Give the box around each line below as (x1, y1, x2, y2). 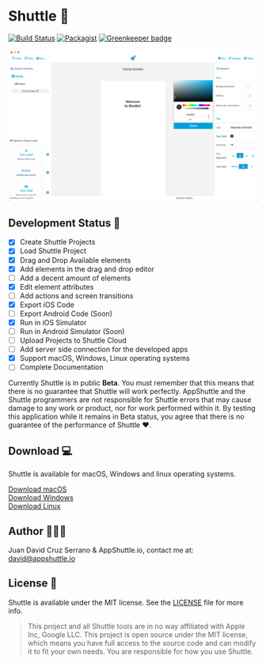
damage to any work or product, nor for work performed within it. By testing (8, 404, 256, 413)
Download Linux (8, 502, 61, 511)
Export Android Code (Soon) (19, 309, 113, 318)
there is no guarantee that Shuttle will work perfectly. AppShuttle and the (8, 387, 246, 397)
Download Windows (8, 493, 74, 503)
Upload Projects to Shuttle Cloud (19, 336, 127, 345)
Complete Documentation (19, 362, 104, 372)
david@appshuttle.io (8, 553, 76, 563)
